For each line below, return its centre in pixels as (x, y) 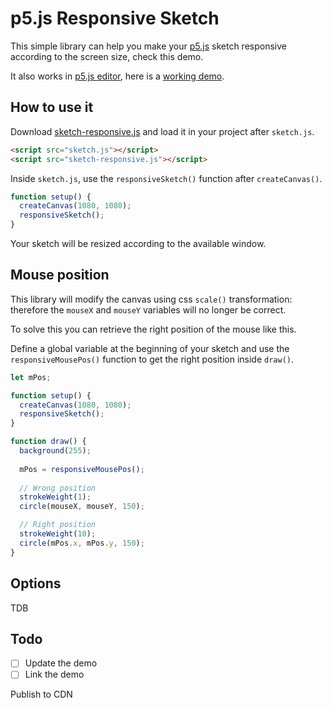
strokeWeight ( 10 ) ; (58, 534)
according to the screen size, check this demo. (107, 56)
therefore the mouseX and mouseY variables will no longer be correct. (148, 309)
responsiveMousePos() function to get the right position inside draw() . (152, 359)
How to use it (52, 107)
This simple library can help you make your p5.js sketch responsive (148, 46)
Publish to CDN (41, 694)
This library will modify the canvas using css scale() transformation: (151, 299)
